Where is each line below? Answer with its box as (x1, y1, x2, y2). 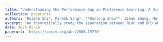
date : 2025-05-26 (5, 25, 40, 30)
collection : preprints (5, 12, 51, 16)
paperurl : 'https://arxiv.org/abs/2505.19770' (5, 29, 101, 34)
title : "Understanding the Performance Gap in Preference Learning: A (5, 7, 151, 12)
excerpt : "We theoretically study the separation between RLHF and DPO (5, 20, 153, 26)
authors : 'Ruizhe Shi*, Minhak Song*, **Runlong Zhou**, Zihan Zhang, (5, 16, 151, 21)
